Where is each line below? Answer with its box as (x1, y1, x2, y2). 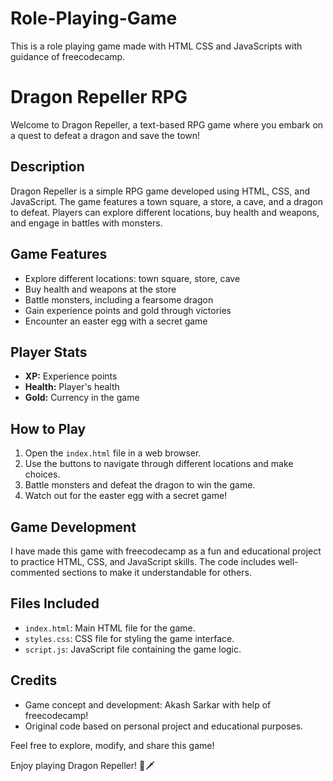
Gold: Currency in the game (24, 392, 140, 404)
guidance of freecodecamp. (10, 50, 126, 62)
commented (10, 566, 60, 578)
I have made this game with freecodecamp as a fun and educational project (10, 545, 322, 557)
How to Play (10, 420, 87, 437)
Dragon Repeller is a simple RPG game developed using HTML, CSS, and (10, 185, 310, 197)
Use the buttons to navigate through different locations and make (24, 458, 294, 470)
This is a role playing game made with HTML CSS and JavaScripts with (10, 40, 303, 52)
